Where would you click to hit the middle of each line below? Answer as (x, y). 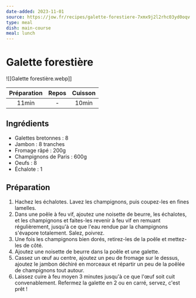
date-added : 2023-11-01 (35, 11)
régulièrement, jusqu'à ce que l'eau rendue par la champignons (91, 226)
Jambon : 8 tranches (40, 144)
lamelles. (25, 208)
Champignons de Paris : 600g (50, 157)
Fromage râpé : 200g (40, 150)
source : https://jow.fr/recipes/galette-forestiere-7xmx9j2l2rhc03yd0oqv (98, 17)
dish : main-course (28, 28)
